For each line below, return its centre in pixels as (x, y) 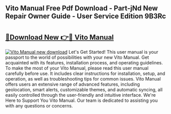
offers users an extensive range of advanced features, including (73, 84)
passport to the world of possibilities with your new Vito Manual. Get (77, 57)
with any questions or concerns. (39, 106)
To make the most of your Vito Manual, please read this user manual (77, 68)
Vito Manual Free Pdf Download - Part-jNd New (82, 8)
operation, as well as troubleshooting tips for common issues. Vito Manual (83, 79)
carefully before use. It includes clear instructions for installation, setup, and (85, 73)
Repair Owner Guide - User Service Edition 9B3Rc (86, 16)
